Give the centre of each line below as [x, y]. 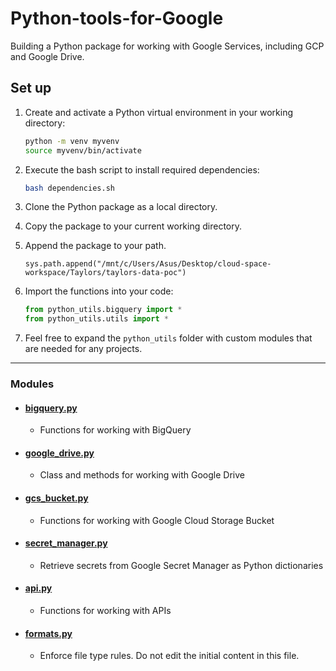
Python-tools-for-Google [117, 18]
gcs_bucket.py [56, 498]
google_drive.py [59, 453]
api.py [38, 588]
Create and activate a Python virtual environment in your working [159, 112]
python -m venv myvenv [72, 141]
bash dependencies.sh [69, 188]
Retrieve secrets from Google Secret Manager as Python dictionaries [181, 565]
